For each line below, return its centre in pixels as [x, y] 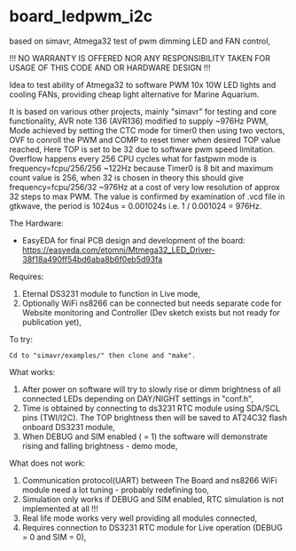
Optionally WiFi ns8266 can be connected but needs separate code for [152, 303]
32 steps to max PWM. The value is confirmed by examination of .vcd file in [147, 196]
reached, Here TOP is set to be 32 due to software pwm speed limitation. [142, 149]
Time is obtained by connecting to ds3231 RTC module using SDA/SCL [151, 408]
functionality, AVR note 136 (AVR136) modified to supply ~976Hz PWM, [139, 121]
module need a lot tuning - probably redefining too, [116, 490]
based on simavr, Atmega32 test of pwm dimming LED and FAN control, [140, 41]
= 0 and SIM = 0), [54, 537]
